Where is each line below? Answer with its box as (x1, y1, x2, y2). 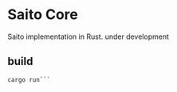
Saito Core (7, 6, 79, 24)
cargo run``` (7, 75, 51, 84)
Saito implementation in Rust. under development (7, 32, 169, 41)
